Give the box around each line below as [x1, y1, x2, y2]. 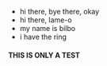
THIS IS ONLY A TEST [8, 50, 81, 60]
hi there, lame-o [19, 15, 73, 25]
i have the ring [19, 32, 67, 41]
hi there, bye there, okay [19, 7, 100, 16]
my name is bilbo [19, 24, 76, 33]
